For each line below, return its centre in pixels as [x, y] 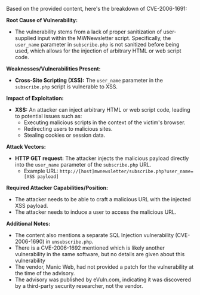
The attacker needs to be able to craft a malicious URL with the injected [103, 199]
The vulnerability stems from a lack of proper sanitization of [88, 32]
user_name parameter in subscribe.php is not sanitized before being [97, 44]
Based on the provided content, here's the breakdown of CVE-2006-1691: [97, 9]
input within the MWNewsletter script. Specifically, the [104, 38]
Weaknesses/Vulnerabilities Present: [53, 69]
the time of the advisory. [45, 273]
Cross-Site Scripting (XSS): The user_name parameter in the [89, 80]
